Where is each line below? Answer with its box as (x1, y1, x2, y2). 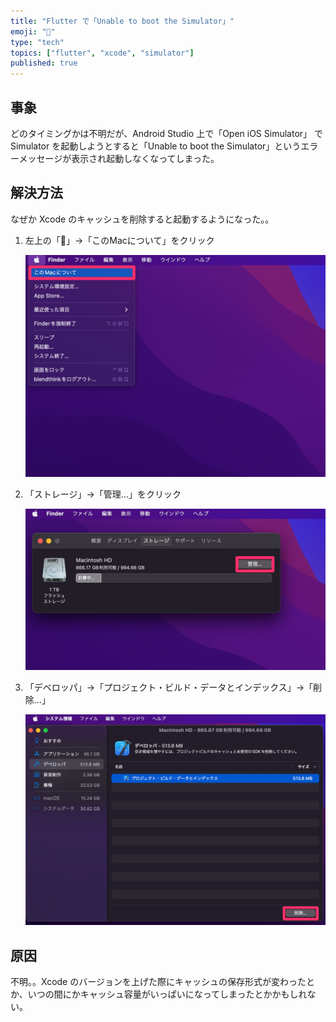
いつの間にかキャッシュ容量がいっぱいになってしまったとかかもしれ (27, 988, 308, 1000)
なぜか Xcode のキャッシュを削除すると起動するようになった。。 (10, 213, 275, 225)
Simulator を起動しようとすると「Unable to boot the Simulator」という (10, 140, 302, 152)
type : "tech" (10, 37, 65, 47)
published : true (10, 58, 78, 69)
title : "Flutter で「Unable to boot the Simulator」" (10, 16, 235, 26)
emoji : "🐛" (10, 26, 56, 37)
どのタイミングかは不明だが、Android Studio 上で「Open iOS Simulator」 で (10, 127, 324, 139)
